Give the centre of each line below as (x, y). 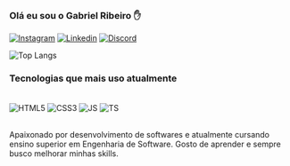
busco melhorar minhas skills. (64, 154)
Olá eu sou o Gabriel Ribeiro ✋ (75, 15)
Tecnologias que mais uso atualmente (93, 78)
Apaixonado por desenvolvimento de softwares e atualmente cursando (140, 135)
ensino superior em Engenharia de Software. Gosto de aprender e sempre (145, 144)
